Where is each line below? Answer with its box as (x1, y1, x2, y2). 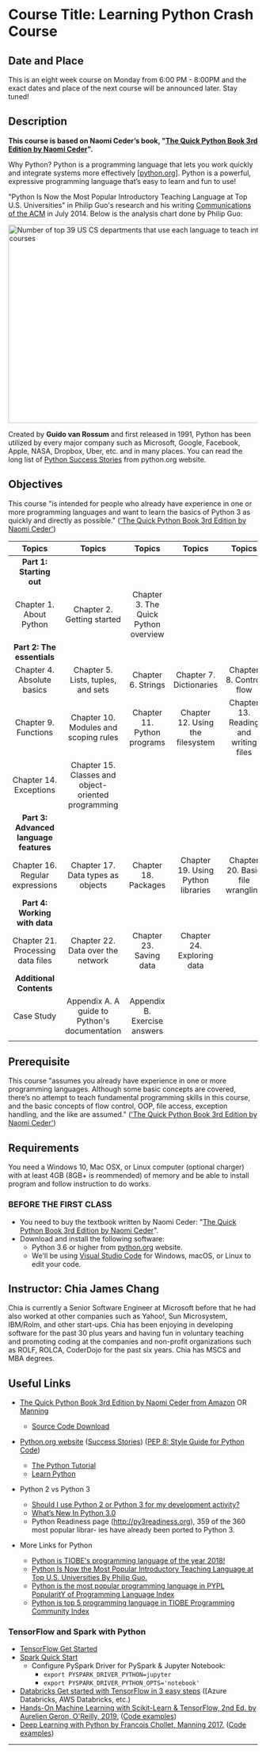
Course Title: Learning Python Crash (8, 6, 254, 24)
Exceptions (13, 784, 55, 795)
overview (130, 628, 165, 639)
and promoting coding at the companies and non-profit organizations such (8, 1337, 252, 1346)
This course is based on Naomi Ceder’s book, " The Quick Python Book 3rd (8, 136, 258, 145)
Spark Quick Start (19, 1652, 78, 1663)
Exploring (177, 949, 214, 961)
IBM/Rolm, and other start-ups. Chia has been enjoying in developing (8, 1320, 234, 1329)
